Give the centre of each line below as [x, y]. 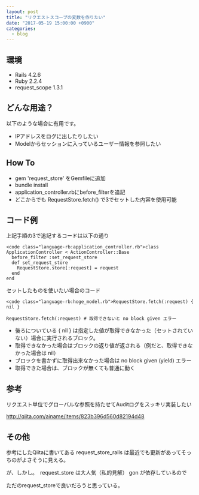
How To [21, 163]
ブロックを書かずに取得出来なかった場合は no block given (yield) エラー [103, 361]
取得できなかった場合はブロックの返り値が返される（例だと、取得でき [101, 346]
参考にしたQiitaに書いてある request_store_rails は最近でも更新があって [94, 452]
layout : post [22, 12]
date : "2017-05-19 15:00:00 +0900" [50, 23]
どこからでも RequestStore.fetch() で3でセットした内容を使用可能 [96, 199]
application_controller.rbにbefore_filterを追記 [70, 192]
